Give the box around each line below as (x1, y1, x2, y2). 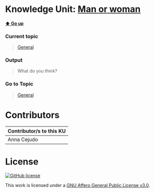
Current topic (5, 32, 38, 39)
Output (5, 56, 23, 63)
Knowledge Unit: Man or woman (5, 3, 141, 15)
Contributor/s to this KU (7, 127, 66, 134)
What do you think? (17, 68, 57, 74)
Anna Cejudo (7, 136, 38, 143)
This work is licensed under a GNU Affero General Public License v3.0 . (5, 182, 151, 188)
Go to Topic (5, 80, 33, 87)
